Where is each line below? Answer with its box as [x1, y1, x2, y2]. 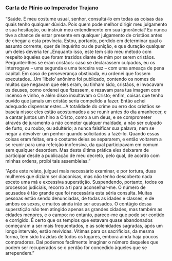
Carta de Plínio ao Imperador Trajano [5, 4, 99, 11]
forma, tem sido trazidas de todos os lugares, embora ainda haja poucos [5, 234, 159, 240]
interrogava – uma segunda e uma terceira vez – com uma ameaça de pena [5, 65, 164, 71]
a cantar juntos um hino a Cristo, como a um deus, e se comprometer [5, 114, 152, 120]
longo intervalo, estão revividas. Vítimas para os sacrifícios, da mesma [5, 228, 155, 234]
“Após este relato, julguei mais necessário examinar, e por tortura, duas [5, 168, 156, 174]
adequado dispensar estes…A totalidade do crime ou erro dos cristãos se [5, 103, 161, 110]
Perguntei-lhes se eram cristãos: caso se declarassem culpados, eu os [5, 60, 156, 66]
